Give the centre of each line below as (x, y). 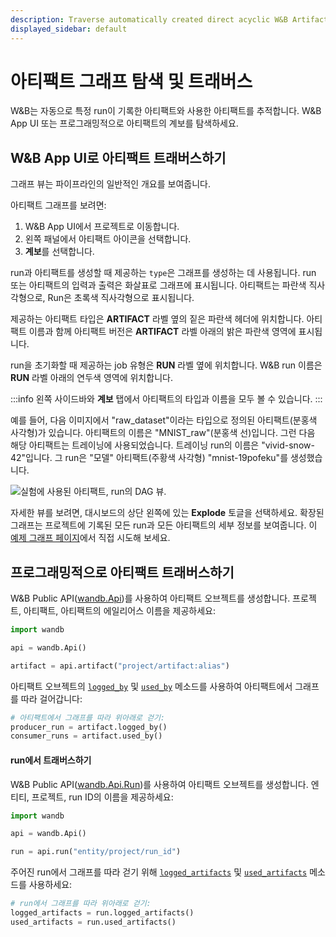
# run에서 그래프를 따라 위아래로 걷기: (81, 904)
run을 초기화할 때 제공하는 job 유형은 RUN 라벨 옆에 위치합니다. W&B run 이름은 (166, 365)
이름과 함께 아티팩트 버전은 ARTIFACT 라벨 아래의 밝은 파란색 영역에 (162, 332)
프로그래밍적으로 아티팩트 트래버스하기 (122, 572)
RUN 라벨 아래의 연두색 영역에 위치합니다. (91, 378)
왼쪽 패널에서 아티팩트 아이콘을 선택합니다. (108, 239)
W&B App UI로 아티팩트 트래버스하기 (118, 157)
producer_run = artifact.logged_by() (89, 727)
